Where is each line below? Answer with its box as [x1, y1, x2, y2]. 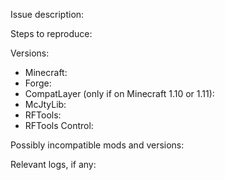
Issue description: [10, 9, 85, 20]
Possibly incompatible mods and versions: [10, 139, 185, 151]
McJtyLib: [24, 99, 67, 110]
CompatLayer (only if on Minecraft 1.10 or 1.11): [24, 88, 215, 99]
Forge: [24, 77, 52, 89]
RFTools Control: [24, 120, 94, 131]
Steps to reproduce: [10, 28, 93, 39]
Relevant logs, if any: [10, 159, 97, 170]
